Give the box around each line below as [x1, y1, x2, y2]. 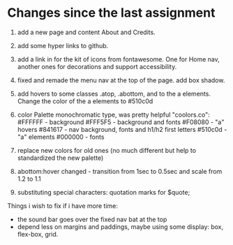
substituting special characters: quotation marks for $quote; [17, 188, 190, 196]
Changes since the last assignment [7, 5, 216, 21]
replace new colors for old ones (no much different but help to [17, 146, 197, 154]
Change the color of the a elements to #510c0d [17, 96, 153, 105]
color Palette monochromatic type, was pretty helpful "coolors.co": [17, 110, 211, 119]
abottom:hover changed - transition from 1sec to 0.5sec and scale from [17, 167, 223, 175]
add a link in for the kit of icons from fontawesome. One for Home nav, [17, 54, 220, 64]
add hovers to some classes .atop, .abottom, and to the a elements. [17, 89, 211, 98]
